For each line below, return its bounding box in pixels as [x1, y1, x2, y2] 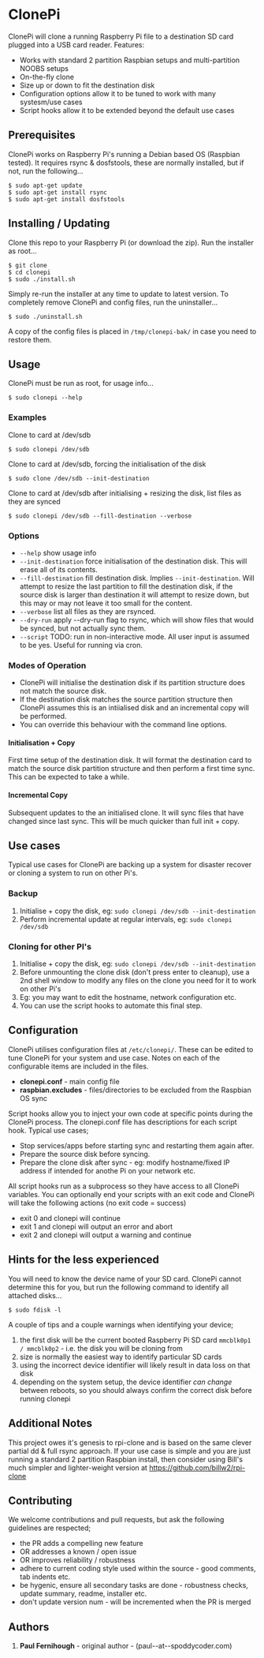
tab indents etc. [19, 1572, 71, 1581]
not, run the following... [8, 166, 84, 175]
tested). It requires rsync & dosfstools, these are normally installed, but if [8, 158, 244, 167]
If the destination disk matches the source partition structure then [19, 694, 233, 704]
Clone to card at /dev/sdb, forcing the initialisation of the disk [8, 459, 206, 469]
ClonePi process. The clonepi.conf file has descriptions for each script [8, 1117, 238, 1126]
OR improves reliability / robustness [19, 1555, 136, 1565]
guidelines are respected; [8, 1523, 91, 1533]
